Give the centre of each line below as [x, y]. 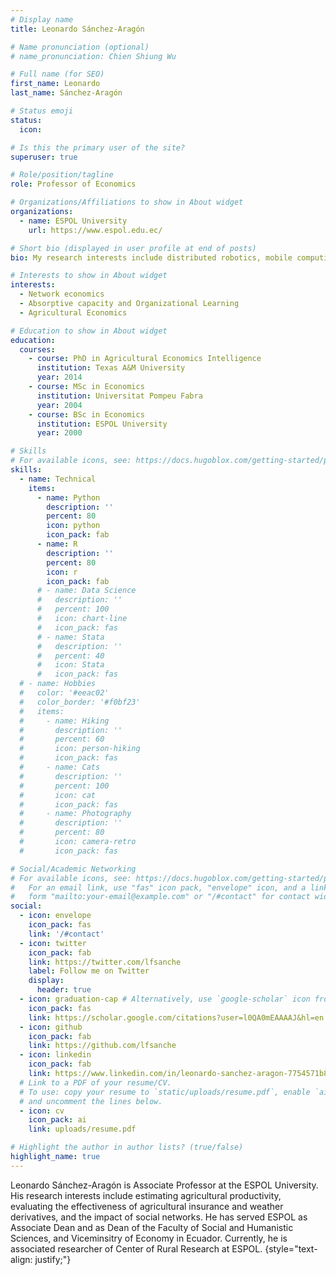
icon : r [62, 572]
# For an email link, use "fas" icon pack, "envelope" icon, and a [158, 887]
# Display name [42, 19]
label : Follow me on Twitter [89, 971]
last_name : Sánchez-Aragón [66, 93]
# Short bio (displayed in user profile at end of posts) [133, 248]
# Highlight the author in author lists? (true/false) [127, 1147]
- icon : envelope [55, 916]
